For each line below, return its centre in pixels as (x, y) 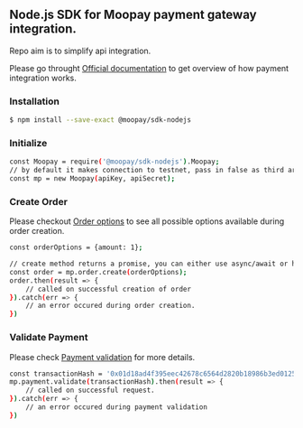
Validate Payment (49, 338)
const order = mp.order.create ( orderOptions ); (98, 272)
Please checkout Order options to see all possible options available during (147, 221)
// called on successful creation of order (109, 289)
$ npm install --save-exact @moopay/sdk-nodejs (101, 120)
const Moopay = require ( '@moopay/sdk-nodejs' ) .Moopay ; (115, 162)
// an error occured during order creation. (110, 306)
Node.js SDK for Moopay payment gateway (133, 15)
